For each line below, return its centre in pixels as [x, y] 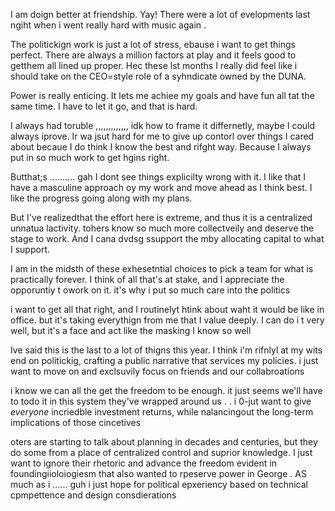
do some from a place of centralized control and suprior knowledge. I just [161, 452]
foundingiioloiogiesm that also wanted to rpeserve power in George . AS [158, 473]
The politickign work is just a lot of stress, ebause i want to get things [153, 44]
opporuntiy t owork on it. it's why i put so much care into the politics [150, 290]
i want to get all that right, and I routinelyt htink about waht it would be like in [167, 309]
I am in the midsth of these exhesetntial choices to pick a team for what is [162, 268]
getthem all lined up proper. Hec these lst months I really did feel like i [154, 65]
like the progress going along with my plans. [101, 198]
